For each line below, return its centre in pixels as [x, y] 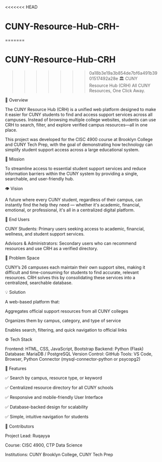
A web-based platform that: [32, 302]
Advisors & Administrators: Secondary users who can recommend [71, 243]
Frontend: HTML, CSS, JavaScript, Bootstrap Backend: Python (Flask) [74, 349]
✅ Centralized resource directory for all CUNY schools [59, 387]
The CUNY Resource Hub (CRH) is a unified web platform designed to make [81, 109]
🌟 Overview [16, 100]
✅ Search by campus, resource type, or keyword [54, 378]
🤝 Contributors [20, 426]
